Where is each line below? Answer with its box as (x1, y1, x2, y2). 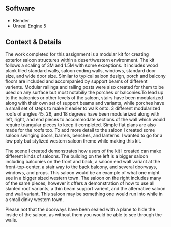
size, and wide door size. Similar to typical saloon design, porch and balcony (5, 73, 166, 79)
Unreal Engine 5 (12, 23, 47, 29)
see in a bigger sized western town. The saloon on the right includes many (5, 175, 162, 181)
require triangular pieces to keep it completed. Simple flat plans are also (5, 122, 156, 128)
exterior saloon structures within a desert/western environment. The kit (5, 56, 155, 63)
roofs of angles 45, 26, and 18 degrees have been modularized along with (5, 110, 160, 117)
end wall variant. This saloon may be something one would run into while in (5, 191, 163, 197)
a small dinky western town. (5, 196, 64, 203)
